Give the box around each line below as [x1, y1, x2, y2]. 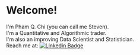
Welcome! [6, 4, 58, 17]
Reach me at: [6, 42, 39, 49]
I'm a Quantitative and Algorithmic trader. [6, 29, 107, 36]
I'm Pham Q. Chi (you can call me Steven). [6, 23, 109, 30]
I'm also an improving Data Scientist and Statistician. [6, 35, 135, 43]
